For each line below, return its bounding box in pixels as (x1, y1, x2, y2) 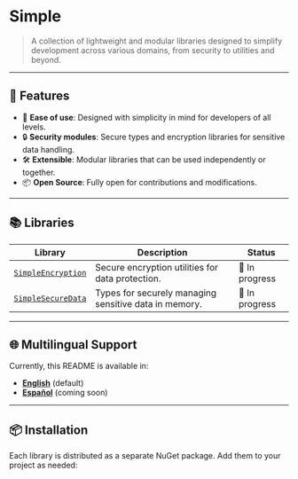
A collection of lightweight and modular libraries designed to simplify (30, 35, 283, 46)
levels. (21, 122, 46, 132)
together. (21, 167, 56, 177)
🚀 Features (9, 89, 70, 104)
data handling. (21, 144, 75, 154)
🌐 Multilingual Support (9, 337, 137, 352)
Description (137, 246, 188, 258)
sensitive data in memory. (94, 297, 202, 310)
